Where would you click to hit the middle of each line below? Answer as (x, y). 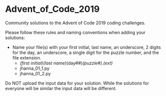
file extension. (27, 57)
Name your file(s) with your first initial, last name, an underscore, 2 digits (86, 47)
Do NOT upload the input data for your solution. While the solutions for (77, 83)
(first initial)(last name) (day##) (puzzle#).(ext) (66, 63)
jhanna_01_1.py (34, 68)
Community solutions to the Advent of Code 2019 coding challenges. (75, 23)
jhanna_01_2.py (35, 73)
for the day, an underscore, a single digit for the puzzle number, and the (86, 52)
